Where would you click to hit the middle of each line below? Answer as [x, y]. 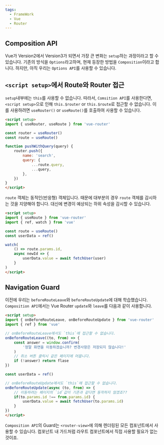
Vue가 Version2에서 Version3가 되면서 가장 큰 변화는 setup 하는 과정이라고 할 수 [82, 56]
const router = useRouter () [34, 133]
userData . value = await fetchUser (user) [64, 258]
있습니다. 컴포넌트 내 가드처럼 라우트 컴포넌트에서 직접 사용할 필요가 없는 [89, 431]
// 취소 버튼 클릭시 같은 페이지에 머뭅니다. [52, 356]
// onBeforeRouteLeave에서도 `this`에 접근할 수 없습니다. [60, 334]
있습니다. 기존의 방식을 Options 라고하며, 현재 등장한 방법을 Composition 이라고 [80, 62]
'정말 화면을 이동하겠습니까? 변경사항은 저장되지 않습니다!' [74, 347]
